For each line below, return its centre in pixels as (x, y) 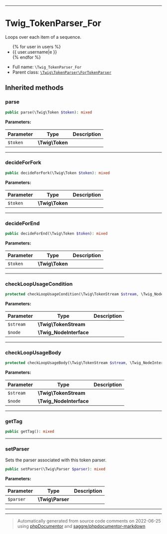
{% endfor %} (27, 57)
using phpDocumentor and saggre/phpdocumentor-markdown (81, 526)
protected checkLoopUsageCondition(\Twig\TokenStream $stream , (72, 294)
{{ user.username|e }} (35, 52)
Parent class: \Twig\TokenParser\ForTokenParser (62, 72)
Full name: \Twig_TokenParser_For (47, 67)
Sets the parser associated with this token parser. (56, 460)
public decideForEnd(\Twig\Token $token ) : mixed (56, 233)
